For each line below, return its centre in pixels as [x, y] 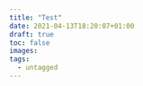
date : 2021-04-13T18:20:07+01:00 [72, 26]
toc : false [30, 43]
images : [24, 51]
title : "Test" [36, 17]
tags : [19, 59]
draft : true [31, 34]
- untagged [38, 68]
